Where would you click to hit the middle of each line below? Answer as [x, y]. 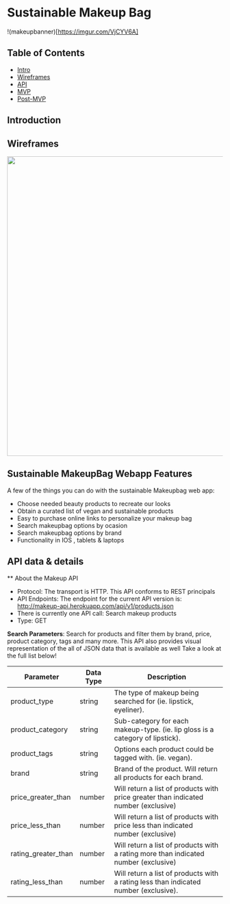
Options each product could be [164, 749]
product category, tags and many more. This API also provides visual [104, 641]
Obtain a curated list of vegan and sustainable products [95, 511]
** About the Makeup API [43, 578]
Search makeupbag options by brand [69, 533]
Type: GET [32, 620]
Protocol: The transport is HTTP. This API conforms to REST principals [116, 591]
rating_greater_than [42, 853]
